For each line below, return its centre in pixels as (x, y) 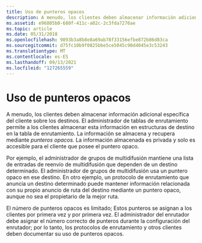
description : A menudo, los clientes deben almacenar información (91, 17)
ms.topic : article (29, 29)
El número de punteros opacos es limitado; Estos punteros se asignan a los (99, 208)
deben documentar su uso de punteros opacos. (65, 234)
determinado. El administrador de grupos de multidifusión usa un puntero (97, 171)
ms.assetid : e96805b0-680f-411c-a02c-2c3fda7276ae (71, 23)
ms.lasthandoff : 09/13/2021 (41, 62)
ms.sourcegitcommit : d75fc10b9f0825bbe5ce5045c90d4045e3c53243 (87, 46)
